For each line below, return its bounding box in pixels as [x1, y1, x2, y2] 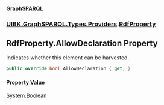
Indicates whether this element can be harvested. [6, 54, 130, 61]
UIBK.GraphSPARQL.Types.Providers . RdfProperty [6, 20, 156, 28]
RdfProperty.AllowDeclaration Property [6, 38, 158, 48]
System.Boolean [6, 92, 47, 99]
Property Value [6, 79, 45, 86]
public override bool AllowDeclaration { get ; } [6, 66, 131, 72]
